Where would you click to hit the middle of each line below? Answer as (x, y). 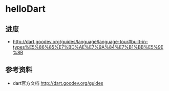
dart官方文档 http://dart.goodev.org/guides (58, 83)
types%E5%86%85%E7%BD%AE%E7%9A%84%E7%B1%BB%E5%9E (88, 47)
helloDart (26, 9)
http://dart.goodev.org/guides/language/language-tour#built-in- (80, 42)
